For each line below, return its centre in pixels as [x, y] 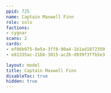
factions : [18, 28]
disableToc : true [27, 76]
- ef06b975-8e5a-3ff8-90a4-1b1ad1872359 [56, 49]
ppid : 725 [18, 11]
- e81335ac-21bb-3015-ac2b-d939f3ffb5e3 [56, 55]
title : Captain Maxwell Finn [41, 70]
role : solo [19, 22]
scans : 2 [17, 38]
